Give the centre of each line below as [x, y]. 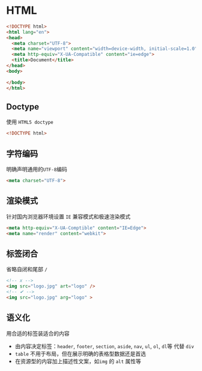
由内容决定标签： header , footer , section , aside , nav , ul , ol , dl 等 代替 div [104, 346]
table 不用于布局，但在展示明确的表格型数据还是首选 [80, 354]
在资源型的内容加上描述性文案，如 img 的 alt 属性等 [78, 361]
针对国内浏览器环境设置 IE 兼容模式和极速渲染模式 [69, 216]
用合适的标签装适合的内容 [38, 333]
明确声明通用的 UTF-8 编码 [37, 169]
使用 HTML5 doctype [30, 122]
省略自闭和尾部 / [27, 269]
